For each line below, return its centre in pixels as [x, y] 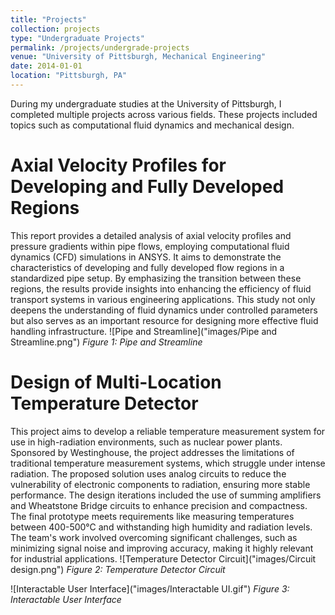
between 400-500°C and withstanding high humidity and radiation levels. [161, 527]
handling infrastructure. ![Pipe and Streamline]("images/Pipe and [144, 331]
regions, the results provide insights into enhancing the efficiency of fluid [161, 288]
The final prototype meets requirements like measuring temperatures [152, 516]
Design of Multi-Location [116, 382]
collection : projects [55, 29]
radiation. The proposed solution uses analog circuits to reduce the [148, 473]
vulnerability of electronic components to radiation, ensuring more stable [160, 484]
